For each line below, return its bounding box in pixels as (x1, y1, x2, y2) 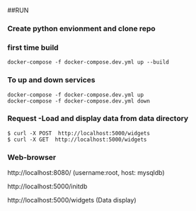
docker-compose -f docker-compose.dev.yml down (7, 97, 151, 105)
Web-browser (7, 152, 57, 162)
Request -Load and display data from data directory (7, 113, 189, 123)
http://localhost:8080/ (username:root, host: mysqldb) (7, 169, 165, 177)
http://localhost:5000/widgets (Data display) (7, 196, 137, 205)
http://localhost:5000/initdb (7, 182, 88, 190)
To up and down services (7, 75, 96, 85)
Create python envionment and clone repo (7, 23, 156, 33)
